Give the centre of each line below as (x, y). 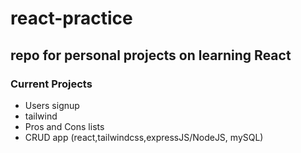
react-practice (71, 18)
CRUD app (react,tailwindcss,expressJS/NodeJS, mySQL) (144, 137)
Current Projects (51, 84)
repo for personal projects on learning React (151, 55)
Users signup (52, 105)
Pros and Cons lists (64, 126)
